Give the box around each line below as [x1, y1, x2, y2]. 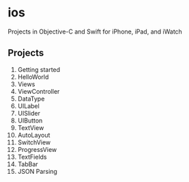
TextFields [17, 153, 47, 161]
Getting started [17, 65, 61, 73]
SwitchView [17, 138, 51, 146]
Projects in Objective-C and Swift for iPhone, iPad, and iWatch [8, 27, 183, 36]
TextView [17, 123, 44, 131]
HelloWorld [17, 73, 49, 81]
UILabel [17, 101, 40, 110]
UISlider [17, 109, 40, 117]
